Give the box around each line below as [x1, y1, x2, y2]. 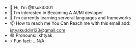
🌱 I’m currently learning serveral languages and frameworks [9, 15, 131, 20]
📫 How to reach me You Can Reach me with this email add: [9, 20, 131, 26]
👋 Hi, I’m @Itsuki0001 [9, 5, 53, 10]
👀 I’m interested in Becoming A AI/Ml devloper [9, 10, 103, 16]
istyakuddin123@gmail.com [9, 27, 65, 33]
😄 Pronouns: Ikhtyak [9, 32, 53, 38]
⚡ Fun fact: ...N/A [9, 38, 45, 44]
